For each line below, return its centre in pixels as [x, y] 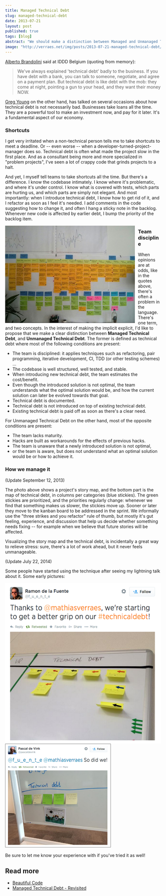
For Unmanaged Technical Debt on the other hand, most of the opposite [78, 421]
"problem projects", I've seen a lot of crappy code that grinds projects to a [81, 162]
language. [148, 312]
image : [12, 47]
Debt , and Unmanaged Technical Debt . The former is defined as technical [81, 339]
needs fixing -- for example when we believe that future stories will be [77, 527]
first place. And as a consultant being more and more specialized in [74, 157]
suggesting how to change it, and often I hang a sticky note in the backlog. [81, 208]
